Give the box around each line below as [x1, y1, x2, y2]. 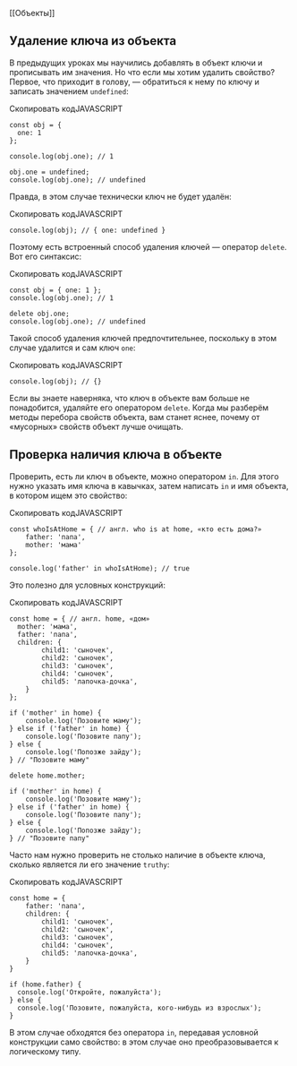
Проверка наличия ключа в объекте [9, 447, 222, 462]
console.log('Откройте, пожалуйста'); [17, 987, 163, 997]
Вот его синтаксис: [9, 251, 82, 262]
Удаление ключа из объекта [9, 33, 177, 48]
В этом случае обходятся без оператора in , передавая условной [9, 1027, 259, 1037]
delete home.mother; [9, 770, 87, 780]
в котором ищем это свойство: [9, 490, 128, 501]
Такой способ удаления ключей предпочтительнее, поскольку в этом [9, 332, 277, 343]
